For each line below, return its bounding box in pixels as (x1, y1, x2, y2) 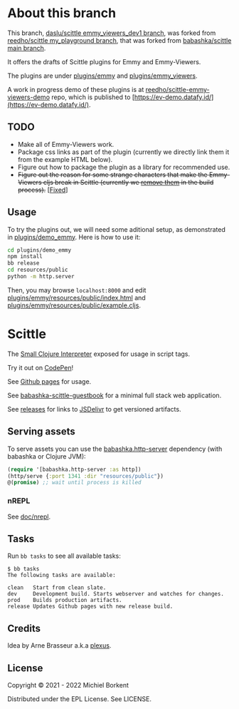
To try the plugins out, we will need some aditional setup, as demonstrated (7, 225, 226, 233)
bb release (7, 260, 40, 267)
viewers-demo (7, 93, 51, 101)
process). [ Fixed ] (17, 185, 68, 194)
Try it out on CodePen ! (7, 363, 73, 372)
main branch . (7, 44, 46, 52)
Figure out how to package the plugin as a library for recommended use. (17, 163, 230, 171)
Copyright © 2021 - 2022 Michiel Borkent (7, 681, 129, 690)
